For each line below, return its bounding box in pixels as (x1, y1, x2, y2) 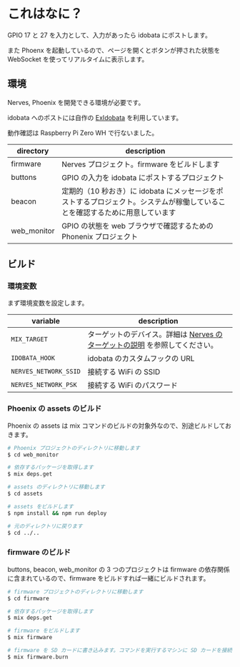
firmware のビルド (7, 547, 71, 557)
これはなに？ (7, 6, 84, 22)
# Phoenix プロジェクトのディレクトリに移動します (7, 444, 141, 451)
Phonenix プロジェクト (61, 231, 138, 241)
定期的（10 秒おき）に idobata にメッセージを (61, 186, 216, 196)
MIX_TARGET (11, 336, 48, 343)
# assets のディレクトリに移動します (7, 483, 106, 491)
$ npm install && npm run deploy (7, 509, 107, 517)
